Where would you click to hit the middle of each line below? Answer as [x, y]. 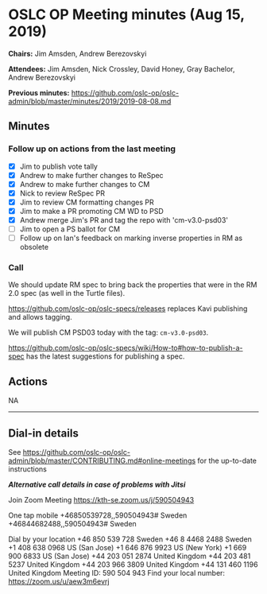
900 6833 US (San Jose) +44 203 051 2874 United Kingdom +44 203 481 [130, 556]
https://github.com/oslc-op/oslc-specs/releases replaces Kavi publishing [128, 309]
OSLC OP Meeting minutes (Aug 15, [126, 15]
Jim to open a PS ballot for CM [70, 229]
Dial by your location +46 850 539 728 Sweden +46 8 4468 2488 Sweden [130, 539]
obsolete [34, 247]
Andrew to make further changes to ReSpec [92, 175]
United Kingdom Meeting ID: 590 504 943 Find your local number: [116, 573]
